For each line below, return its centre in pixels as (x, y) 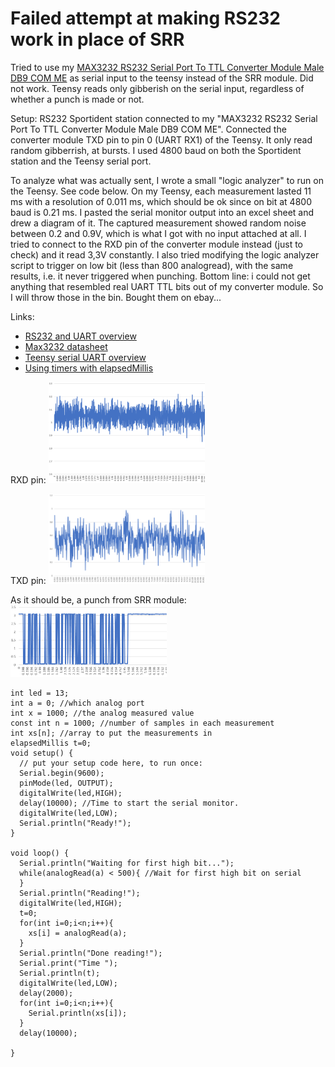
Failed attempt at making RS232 (145, 18)
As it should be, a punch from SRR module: (98, 599)
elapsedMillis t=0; (51, 743)
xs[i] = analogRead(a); (78, 933)
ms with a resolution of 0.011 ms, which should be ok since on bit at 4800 (161, 201)
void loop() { (40, 853)
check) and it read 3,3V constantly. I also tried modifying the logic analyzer (165, 254)
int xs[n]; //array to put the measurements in (111, 733)
